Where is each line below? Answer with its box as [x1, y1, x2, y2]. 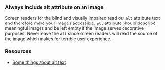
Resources [5, 48, 32, 55]
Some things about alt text [12, 59, 66, 65]
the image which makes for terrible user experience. [5, 36, 112, 42]
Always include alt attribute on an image [5, 4, 104, 11]
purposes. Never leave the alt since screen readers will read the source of [5, 31, 158, 37]
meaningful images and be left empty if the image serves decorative [5, 25, 144, 31]
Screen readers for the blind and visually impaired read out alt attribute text [5, 15, 160, 21]
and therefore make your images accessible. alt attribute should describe [5, 20, 156, 26]
